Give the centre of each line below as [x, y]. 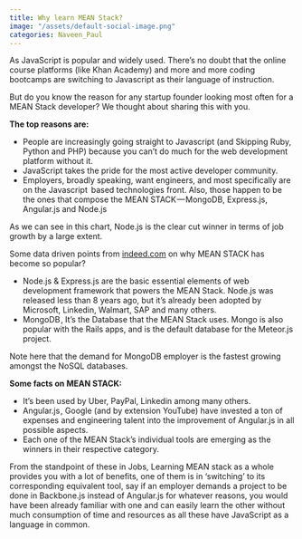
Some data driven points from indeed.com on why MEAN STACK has [137, 254]
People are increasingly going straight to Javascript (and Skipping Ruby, [157, 142]
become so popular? [47, 264]
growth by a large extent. [56, 236]
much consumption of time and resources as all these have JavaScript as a [149, 515]
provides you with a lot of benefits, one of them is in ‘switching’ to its [137, 476]
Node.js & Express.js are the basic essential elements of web [136, 281]
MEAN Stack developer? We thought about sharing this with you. [130, 107]
